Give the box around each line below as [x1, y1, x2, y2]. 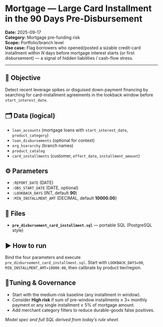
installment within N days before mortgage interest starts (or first [5, 50, 135, 56]
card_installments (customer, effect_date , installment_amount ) [12, 153, 140, 158]
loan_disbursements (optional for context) [12, 137, 95, 143]
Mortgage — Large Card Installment [5, 3, 152, 14]
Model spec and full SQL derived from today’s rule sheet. [5, 316, 120, 322]
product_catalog [12, 149, 45, 154]
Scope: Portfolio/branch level [5, 39, 64, 45]
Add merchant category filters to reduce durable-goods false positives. [12, 307, 155, 313]
